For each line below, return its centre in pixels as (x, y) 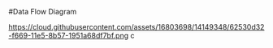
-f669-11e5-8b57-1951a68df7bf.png (68, 36)
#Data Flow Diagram (43, 12)
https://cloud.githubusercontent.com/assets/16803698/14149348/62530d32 (136, 27)
